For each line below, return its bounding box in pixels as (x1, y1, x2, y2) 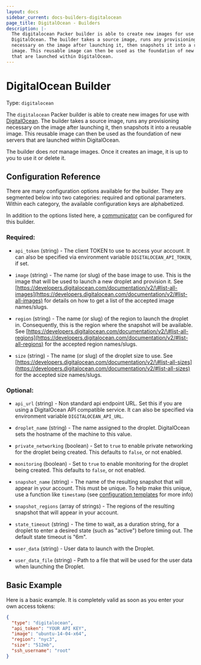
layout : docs (6, 8, 39, 15)
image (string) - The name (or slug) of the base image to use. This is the (14, 271, 191, 278)
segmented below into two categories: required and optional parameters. (6, 194, 187, 201)
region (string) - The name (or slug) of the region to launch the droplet (14, 314, 188, 322)
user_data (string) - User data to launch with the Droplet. (14, 544, 155, 552)
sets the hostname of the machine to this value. (14, 430, 132, 438)
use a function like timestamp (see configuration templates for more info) (14, 490, 193, 498)
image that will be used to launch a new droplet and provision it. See (14, 277, 184, 285)
